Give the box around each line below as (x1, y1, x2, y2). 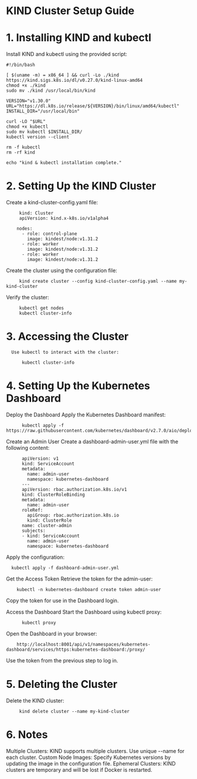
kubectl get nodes (19, 305, 64, 311)
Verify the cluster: (6, 294, 49, 301)
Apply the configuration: (6, 553, 64, 561)
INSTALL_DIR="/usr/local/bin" (6, 108, 80, 114)
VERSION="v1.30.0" (6, 98, 51, 104)
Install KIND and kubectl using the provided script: (6, 51, 128, 58)
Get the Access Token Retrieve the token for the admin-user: (6, 575, 153, 582)
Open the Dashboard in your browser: (6, 630, 97, 637)
